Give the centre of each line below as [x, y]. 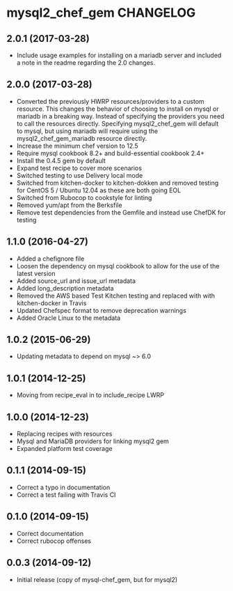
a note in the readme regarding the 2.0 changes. [86, 63]
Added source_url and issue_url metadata [76, 281]
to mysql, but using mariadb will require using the [87, 131]
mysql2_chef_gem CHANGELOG [101, 13]
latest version [36, 273]
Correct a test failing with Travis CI [66, 494]
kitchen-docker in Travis [51, 303]
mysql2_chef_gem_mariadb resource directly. [82, 138]
